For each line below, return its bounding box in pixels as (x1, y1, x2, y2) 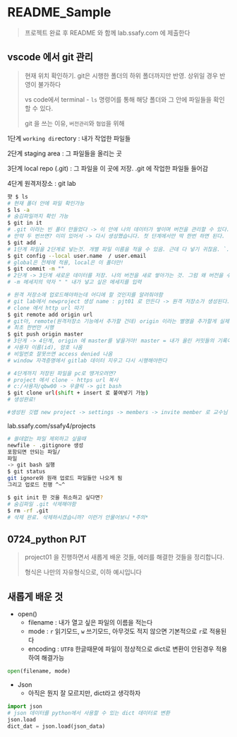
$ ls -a (7, 206, 30, 213)
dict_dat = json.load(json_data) (7, 722, 106, 730)
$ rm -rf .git (7, 507, 49, 514)
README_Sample (7, 4, 111, 20)
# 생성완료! (7, 396, 37, 403)
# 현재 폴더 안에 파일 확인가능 (7, 199, 85, 207)
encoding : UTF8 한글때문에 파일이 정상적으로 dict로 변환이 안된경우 (28, 644, 214, 653)
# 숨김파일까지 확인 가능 (7, 213, 69, 220)
